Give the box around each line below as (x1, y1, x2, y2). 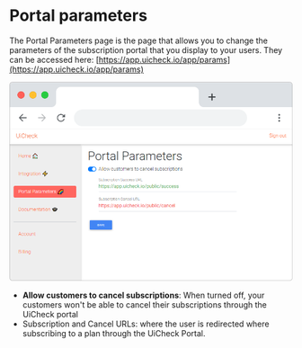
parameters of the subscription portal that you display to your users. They (9, 44, 283, 55)
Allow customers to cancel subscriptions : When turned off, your (22, 290, 265, 300)
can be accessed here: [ (9, 54, 100, 65)
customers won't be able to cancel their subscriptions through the (22, 299, 268, 310)
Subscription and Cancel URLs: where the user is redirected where (22, 318, 270, 329)
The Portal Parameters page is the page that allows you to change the (9, 35, 268, 46)
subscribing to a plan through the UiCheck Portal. (22, 327, 206, 338)
